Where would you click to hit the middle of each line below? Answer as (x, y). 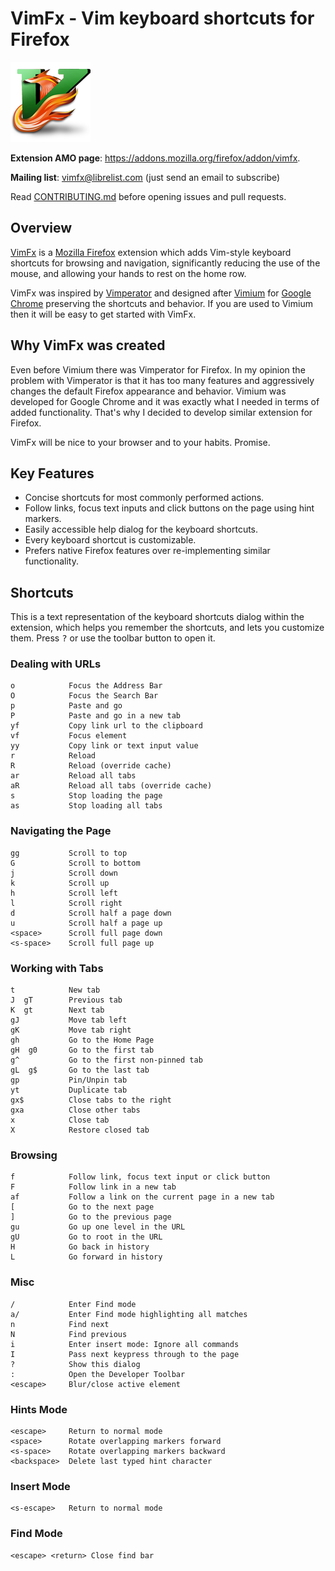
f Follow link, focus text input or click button (140, 1177)
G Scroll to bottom (75, 863)
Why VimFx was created (88, 345)
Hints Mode (39, 1409)
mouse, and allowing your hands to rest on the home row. (128, 273)
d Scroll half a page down (91, 913)
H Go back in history (80, 1247)
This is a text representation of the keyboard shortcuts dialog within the (157, 617)
